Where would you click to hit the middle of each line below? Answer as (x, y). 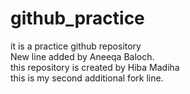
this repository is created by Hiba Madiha (95, 67)
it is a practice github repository (76, 46)
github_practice (77, 18)
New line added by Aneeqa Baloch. (82, 56)
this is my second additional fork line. (87, 78)
